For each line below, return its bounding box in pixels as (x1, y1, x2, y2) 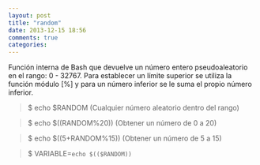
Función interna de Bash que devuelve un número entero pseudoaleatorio (8, 62, 248, 72)
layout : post (8, 11, 51, 20)
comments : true (8, 33, 58, 42)
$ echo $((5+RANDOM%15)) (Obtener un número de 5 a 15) (27, 133, 223, 143)
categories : (8, 41, 47, 49)
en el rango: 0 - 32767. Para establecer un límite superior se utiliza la (8, 71, 232, 81)
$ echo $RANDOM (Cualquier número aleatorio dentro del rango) (27, 103, 239, 113)
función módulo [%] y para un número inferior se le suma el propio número (8, 80, 253, 89)
